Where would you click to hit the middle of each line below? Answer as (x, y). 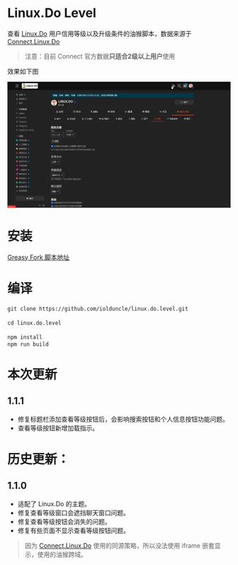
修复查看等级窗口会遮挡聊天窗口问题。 (73, 512)
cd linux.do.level (34, 323)
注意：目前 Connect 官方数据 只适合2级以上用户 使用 (100, 56)
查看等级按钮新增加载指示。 (58, 428)
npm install (25, 337)
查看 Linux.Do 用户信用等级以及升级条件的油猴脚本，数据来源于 (100, 33)
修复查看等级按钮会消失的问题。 (64, 521)
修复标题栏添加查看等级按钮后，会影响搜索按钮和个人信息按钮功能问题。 (123, 419)
